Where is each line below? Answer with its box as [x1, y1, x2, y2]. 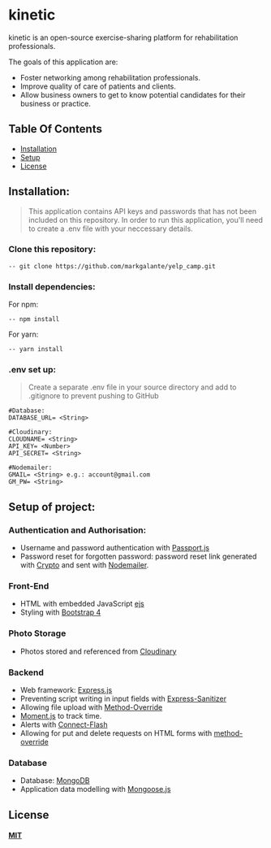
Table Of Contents [8, 122, 103, 136]
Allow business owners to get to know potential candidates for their [19, 89, 246, 99]
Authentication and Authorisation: [8, 524, 147, 536]
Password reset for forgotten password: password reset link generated [19, 551, 257, 562]
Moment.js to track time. [19, 711, 102, 721]
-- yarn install [8, 346, 63, 354]
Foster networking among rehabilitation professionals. [19, 72, 201, 82]
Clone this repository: [8, 244, 97, 255]
